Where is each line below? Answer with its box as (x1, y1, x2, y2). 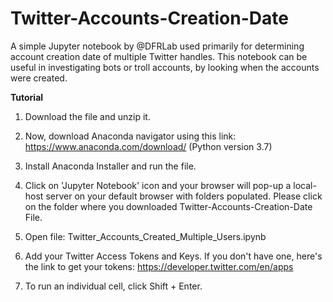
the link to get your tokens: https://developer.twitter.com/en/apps (24, 260, 294, 272)
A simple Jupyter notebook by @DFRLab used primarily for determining (10, 40, 305, 52)
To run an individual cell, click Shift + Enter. (24, 280, 203, 292)
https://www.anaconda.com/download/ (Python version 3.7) (24, 140, 273, 152)
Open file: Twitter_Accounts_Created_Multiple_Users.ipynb (24, 230, 267, 242)
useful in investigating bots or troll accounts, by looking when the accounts (10, 61, 320, 73)
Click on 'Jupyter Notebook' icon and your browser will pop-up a (24, 179, 292, 191)
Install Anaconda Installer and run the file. (24, 160, 197, 172)
